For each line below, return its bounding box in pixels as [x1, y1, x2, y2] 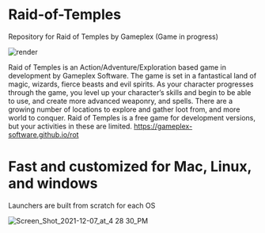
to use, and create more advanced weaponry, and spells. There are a [8, 96, 233, 105]
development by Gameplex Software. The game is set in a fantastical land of [8, 71, 257, 80]
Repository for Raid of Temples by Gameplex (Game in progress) [8, 32, 219, 41]
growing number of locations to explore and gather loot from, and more [8, 105, 240, 114]
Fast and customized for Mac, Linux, [8, 158, 252, 176]
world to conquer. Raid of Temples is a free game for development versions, [8, 113, 256, 122]
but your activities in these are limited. [8, 121, 133, 131]
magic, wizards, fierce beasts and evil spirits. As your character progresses [8, 79, 254, 89]
